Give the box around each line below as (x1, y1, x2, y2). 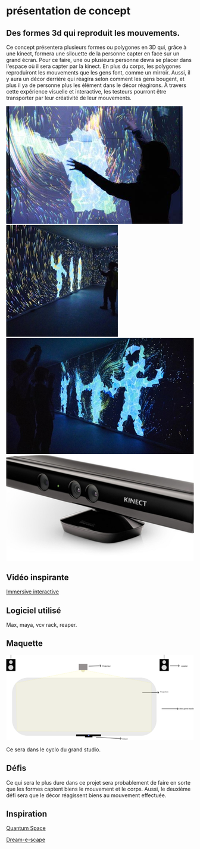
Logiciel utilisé (6, 605, 61, 615)
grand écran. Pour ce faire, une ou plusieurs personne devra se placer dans (6, 57, 192, 63)
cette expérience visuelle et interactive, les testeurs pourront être (6, 88, 167, 95)
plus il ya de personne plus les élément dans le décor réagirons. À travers (6, 82, 186, 89)
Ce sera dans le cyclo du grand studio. (6, 746, 101, 753)
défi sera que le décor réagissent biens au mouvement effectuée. (6, 791, 167, 799)
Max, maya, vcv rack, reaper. (6, 621, 77, 629)
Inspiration (6, 808, 48, 819)
